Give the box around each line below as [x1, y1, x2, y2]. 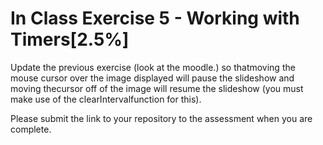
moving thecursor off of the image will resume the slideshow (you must [10, 82, 304, 94]
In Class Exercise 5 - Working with [10, 7, 300, 30]
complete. [10, 123, 52, 135]
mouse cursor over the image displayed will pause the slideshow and [10, 72, 295, 84]
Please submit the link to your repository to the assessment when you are [10, 112, 313, 124]
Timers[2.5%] [10, 28, 130, 51]
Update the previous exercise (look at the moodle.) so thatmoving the [10, 61, 296, 73]
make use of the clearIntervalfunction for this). [10, 93, 202, 105]
